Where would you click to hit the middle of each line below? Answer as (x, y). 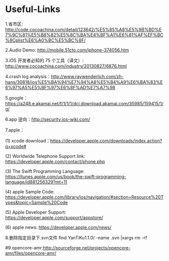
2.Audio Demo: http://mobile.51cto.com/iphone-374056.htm (67, 50)
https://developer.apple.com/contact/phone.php (55, 161)
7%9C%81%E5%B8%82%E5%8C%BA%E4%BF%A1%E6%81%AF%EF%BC (84, 35)
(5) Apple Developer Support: (36, 212)
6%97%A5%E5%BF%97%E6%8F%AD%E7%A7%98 (60, 87)
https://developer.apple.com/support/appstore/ (54, 217)
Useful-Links (33, 9)
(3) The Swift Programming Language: (45, 171)
